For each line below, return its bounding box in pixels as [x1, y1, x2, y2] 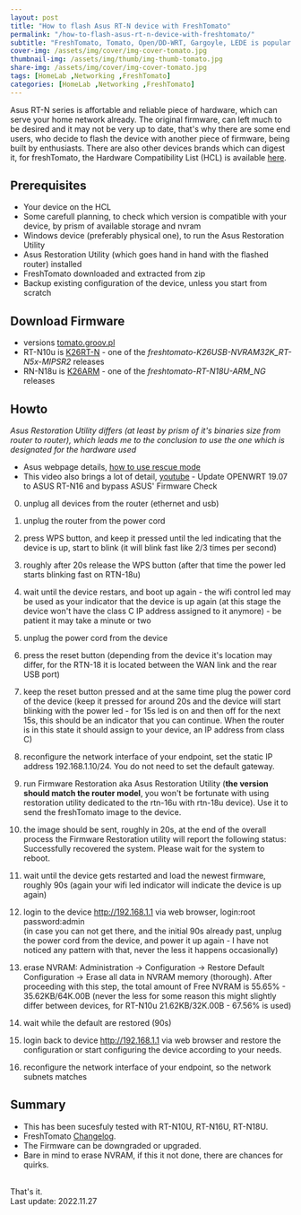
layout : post [10, 13, 59, 22]
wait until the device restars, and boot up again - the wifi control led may [22, 586, 292, 597]
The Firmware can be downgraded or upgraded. [22, 1140, 202, 1150]
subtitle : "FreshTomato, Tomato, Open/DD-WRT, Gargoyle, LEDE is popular [10, 38, 292, 48]
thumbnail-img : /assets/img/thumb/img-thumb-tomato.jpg [10, 55, 223, 64]
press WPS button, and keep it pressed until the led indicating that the [22, 533, 281, 543]
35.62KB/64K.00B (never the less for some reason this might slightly [22, 991, 277, 1002]
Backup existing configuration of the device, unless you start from [22, 278, 268, 289]
